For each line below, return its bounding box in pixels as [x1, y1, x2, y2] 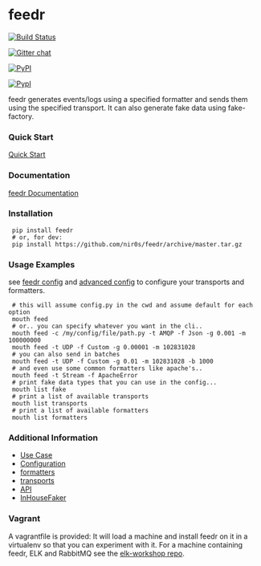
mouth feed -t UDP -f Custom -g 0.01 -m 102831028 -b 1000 [11, 357, 214, 366]
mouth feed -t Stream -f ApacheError [11, 372, 138, 380]
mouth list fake [11, 385, 67, 394]
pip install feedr [11, 226, 74, 234]
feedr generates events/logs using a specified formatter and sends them [8, 94, 248, 104]
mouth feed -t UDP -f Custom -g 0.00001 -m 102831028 [11, 344, 196, 352]
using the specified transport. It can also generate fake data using [8, 103, 226, 112]
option [8, 308, 31, 316]
